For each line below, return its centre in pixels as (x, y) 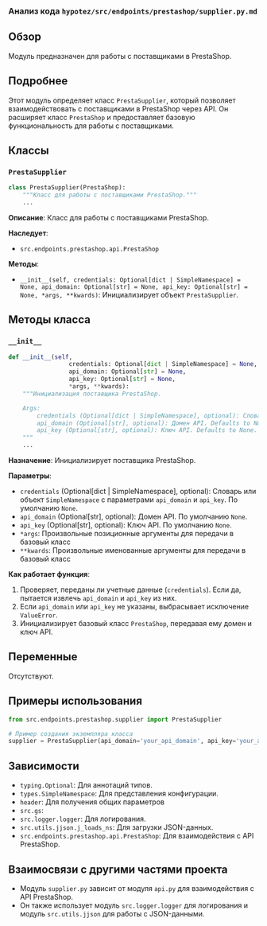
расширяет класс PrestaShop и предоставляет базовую (102, 117)
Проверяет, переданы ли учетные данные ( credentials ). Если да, (130, 589)
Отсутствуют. (31, 676)
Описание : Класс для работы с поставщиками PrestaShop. (108, 217)
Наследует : (29, 233)
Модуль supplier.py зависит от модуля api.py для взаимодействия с (137, 888)
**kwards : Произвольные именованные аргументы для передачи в (133, 551)
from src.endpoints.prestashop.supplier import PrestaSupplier (115, 719)
